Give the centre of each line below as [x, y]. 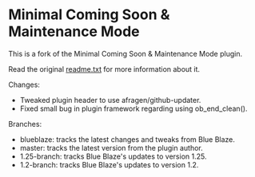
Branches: [25, 124]
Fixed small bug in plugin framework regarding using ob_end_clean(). [133, 108]
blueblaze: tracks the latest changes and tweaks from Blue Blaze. [127, 139]
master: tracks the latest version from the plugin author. [112, 147]
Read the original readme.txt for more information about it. [104, 69]
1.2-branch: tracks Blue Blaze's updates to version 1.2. [109, 164]
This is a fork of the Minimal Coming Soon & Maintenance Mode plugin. [125, 53]
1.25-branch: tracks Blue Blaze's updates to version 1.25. [113, 156]
